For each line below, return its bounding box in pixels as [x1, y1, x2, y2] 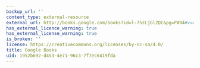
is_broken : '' [6, 36, 42, 42]
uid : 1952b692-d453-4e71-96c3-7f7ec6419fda [6, 53, 116, 59]
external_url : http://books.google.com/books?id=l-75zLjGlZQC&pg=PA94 [6, 20, 185, 25]
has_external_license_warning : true [6, 31, 97, 37]
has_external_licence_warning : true [6, 25, 97, 31]
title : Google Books [6, 47, 58, 53]
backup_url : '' [6, 8, 44, 15]
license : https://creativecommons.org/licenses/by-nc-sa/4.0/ [6, 42, 164, 48]
